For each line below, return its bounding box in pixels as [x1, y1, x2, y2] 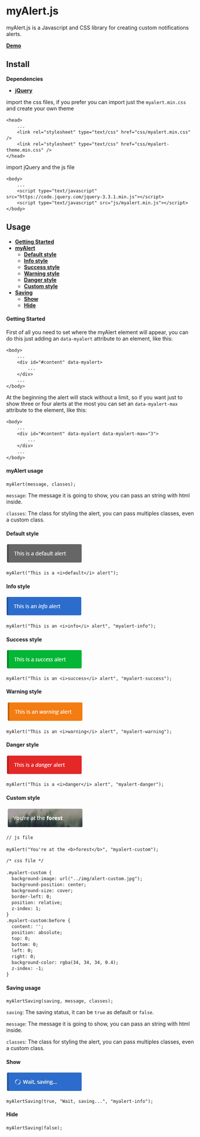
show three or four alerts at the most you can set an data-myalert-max [6, 400, 178, 407]
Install [6, 59, 30, 69]
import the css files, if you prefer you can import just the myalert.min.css [6, 98, 186, 105]
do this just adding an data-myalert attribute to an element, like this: [6, 335, 173, 342]
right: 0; [11, 954, 36, 960]
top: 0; [11, 936, 31, 942]
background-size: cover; [11, 888, 73, 894]
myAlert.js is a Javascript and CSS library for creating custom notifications [6, 24, 189, 31]
